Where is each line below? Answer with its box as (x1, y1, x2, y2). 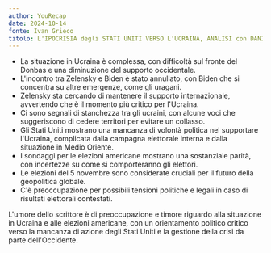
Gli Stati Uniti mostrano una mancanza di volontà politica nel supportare (19, 125, 259, 135)
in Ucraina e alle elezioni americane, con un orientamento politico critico (8, 218, 248, 228)
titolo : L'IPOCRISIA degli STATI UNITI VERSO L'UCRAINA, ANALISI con (8, 34, 248, 43)
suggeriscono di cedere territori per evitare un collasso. (19, 116, 206, 126)
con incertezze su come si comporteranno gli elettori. (19, 159, 198, 170)
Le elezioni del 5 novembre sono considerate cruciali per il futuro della (19, 168, 254, 178)
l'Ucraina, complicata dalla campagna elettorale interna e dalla (19, 134, 228, 144)
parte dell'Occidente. (8, 235, 79, 245)
